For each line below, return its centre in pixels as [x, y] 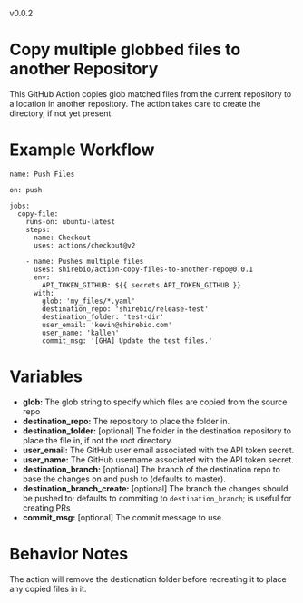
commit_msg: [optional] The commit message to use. [123, 517]
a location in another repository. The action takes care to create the [135, 103]
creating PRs [46, 508]
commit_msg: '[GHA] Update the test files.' [127, 340]
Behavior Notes [69, 554]
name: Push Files [42, 174]
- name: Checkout [59, 238]
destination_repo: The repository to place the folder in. [126, 421]
